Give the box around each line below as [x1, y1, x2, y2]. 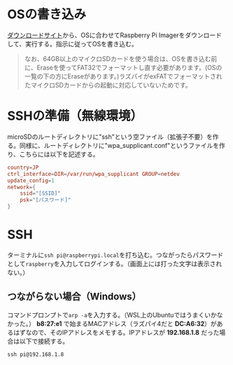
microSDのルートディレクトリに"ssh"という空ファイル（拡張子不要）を [7, 132, 213, 141]
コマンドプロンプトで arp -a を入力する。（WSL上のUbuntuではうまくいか [7, 310, 217, 319]
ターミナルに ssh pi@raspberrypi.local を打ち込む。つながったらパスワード [7, 250, 224, 259]
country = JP [7, 164, 39, 171]
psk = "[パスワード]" [20, 197, 71, 204]
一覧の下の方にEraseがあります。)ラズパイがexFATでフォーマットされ [24, 71, 223, 81]
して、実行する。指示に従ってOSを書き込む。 [7, 39, 138, 48]
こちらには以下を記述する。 [19, 150, 99, 158]
